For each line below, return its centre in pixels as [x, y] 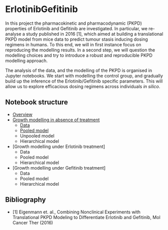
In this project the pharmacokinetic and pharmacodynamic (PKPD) [73, 23]
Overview [22, 114]
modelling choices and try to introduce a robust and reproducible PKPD [79, 55]
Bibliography [26, 200]
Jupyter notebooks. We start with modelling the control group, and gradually [84, 75]
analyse [13, 34]
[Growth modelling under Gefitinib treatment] [59, 168]
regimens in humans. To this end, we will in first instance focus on [73, 44]
